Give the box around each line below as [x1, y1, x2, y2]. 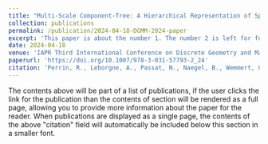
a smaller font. [8, 128, 56, 138]
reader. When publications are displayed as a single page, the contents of [8, 111, 250, 121]
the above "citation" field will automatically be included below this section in [8, 119, 258, 129]
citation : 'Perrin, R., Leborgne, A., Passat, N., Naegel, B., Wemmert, [8, 64, 255, 72]
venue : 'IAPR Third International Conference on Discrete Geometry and [8, 49, 251, 57]
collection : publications [8, 19, 94, 27]
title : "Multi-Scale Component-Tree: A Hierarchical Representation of [8, 11, 251, 20]
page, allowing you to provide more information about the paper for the [8, 102, 242, 112]
